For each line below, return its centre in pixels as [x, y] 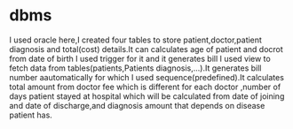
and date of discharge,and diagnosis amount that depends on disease [137, 105]
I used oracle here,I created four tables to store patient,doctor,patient [135, 40]
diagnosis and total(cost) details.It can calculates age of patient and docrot [146, 49]
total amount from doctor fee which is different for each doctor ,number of [145, 87]
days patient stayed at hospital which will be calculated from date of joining [147, 96]
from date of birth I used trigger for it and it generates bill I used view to [140, 58]
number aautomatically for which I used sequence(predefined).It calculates [146, 77]
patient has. [31, 115]
